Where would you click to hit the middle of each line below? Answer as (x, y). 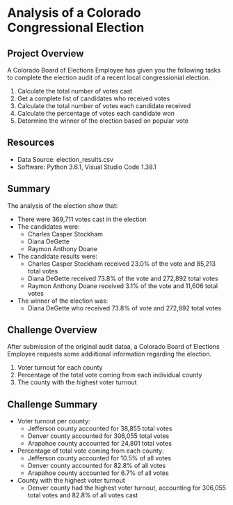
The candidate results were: (57, 256)
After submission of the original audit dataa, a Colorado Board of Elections (114, 347)
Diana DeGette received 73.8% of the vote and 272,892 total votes (123, 278)
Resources (31, 143)
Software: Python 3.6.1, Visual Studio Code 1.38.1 (87, 167)
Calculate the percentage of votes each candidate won (96, 113)
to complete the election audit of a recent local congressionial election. (109, 77)
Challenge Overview (52, 330)
